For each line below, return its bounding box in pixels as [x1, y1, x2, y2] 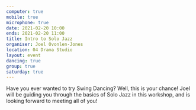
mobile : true [6, 14, 38, 20]
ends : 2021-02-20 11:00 [6, 31, 65, 36]
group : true [6, 63, 36, 69]
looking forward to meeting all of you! [6, 98, 98, 105]
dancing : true [6, 58, 41, 64]
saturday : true [6, 69, 44, 75]
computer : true [6, 8, 44, 15]
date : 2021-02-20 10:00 [6, 25, 65, 31]
